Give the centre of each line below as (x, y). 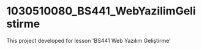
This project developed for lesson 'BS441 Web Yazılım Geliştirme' (89, 40)
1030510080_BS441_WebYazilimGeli (101, 11)
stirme (23, 24)
